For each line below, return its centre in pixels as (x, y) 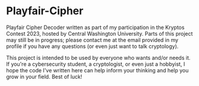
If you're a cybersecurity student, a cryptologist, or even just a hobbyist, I (96, 64)
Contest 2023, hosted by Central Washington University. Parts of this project (99, 33)
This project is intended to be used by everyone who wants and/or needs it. (98, 58)
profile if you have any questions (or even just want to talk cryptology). (92, 46)
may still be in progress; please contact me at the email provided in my (92, 40)
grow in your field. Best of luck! (44, 77)
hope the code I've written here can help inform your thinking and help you (97, 70)
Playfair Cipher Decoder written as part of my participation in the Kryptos (95, 27)
